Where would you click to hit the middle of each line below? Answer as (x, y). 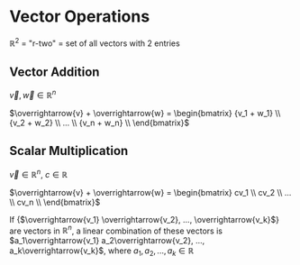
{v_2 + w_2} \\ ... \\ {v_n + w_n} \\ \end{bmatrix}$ (100, 123)
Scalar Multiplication (69, 151)
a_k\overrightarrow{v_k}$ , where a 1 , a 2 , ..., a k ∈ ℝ (102, 251)
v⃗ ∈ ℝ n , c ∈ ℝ (39, 173)
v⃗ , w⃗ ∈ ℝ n (33, 95)
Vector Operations (80, 17)
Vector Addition (55, 72)
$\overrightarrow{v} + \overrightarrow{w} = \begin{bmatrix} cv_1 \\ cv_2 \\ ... (150, 192)
